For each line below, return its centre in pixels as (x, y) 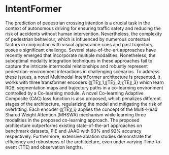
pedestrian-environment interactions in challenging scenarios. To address (82, 71)
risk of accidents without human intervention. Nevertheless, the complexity (84, 34)
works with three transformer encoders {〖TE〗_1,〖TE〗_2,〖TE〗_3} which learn (84, 82)
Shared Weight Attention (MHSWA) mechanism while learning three (76, 114)
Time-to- (153, 142)
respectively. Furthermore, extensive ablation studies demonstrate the (79, 136)
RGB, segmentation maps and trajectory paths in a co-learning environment (84, 87)
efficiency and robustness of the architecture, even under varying (74, 142)
